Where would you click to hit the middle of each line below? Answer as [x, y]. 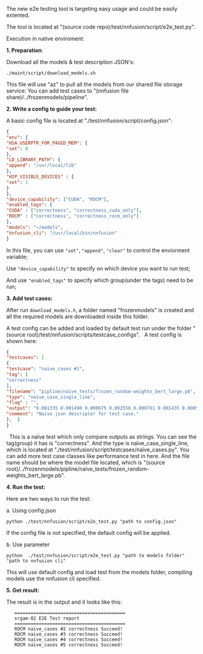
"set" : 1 [17, 182]
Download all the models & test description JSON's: [70, 62]
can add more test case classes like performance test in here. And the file [98, 456]
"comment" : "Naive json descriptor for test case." [72, 414]
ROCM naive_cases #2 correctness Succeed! [68, 629]
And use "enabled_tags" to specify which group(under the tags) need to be [100, 280]
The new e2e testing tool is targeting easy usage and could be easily [92, 9]
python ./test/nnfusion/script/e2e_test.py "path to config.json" [92, 522]
